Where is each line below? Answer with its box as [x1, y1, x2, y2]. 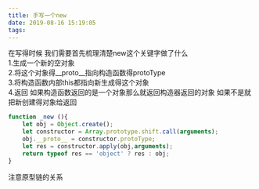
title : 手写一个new [8, 11, 67, 20]
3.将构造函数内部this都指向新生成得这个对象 [8, 78, 150, 87]
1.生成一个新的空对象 [8, 58, 75, 67]
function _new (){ [8, 113, 68, 122]
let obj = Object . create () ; [22, 121, 113, 129]
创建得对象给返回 [21, 97, 77, 107]
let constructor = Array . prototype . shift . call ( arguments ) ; [22, 128, 219, 136]
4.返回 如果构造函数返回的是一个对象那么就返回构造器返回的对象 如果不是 [8, 88, 245, 97]
